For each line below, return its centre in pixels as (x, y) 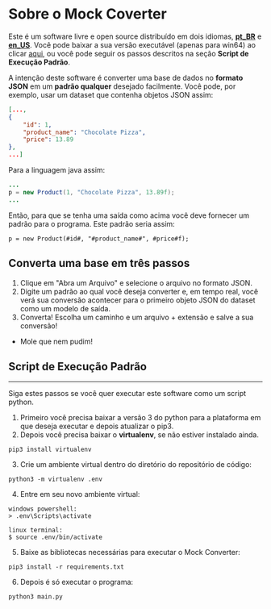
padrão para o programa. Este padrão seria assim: (92, 223)
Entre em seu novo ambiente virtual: (80, 494)
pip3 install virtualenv (50, 450)
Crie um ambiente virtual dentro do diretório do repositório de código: (136, 465)
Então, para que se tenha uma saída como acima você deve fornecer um (129, 215)
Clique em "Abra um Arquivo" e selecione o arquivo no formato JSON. (136, 282)
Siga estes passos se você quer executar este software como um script (127, 394)
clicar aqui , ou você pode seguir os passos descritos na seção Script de (129, 53)
